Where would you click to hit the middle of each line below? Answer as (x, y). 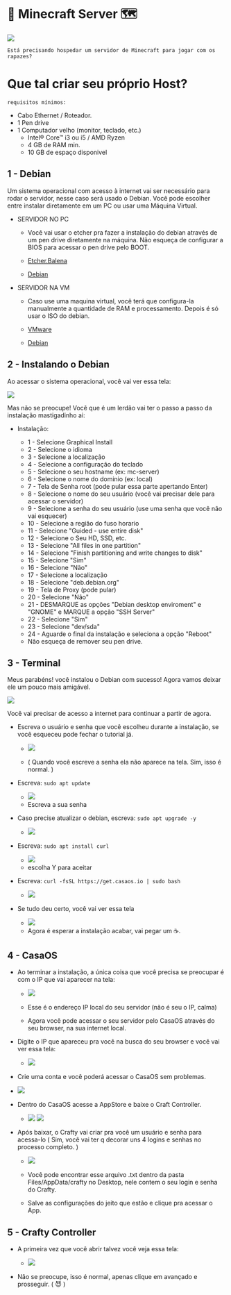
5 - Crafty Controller (52, 1232)
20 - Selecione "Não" (58, 597)
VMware (40, 329)
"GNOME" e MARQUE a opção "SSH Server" (91, 612)
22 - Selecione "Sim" (58, 619)
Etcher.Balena (48, 260)
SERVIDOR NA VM (43, 287)
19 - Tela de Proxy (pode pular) (72, 590)
